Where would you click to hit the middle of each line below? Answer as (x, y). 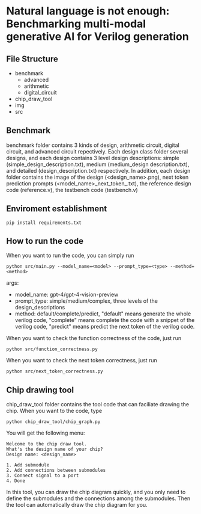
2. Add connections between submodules (56, 471)
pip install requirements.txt (44, 223)
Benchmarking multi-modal (76, 24)
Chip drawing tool (40, 390)
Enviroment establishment (57, 209)
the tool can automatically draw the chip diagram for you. (77, 505)
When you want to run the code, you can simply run (70, 255)
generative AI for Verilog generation (97, 37)
